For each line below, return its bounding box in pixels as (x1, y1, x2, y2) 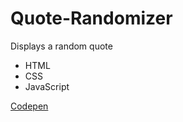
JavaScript (24, 80, 70, 92)
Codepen (10, 100, 49, 112)
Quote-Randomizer (10, 7, 173, 30)
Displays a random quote (10, 40, 113, 52)
